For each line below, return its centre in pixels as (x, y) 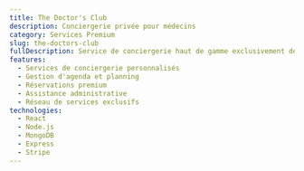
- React (32, 119)
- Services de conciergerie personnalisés (99, 69)
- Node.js (36, 128)
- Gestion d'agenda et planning (79, 77)
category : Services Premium (62, 34)
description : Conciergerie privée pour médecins (103, 26)
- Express (36, 144)
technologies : (36, 110)
